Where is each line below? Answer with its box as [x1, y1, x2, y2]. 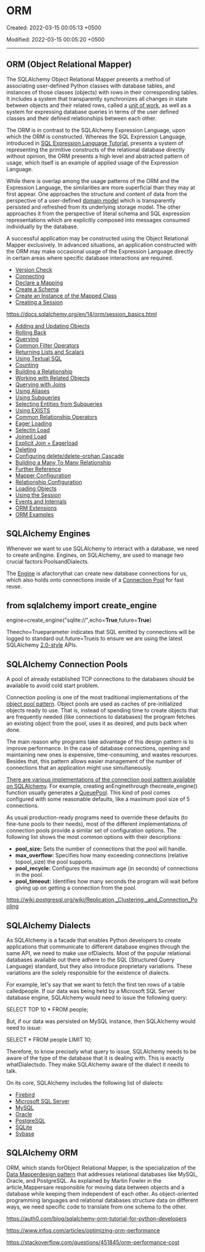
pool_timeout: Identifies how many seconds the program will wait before [15, 878, 199, 885]
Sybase [15, 1130, 35, 1137]
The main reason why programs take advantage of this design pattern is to [6, 738, 194, 745]
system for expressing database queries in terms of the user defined [6, 108, 179, 115]
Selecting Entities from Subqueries [15, 400, 103, 408]
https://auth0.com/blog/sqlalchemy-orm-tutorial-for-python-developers [6, 1215, 187, 1222]
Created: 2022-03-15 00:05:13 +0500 [6, 24, 102, 31]
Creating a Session [15, 298, 63, 306]
